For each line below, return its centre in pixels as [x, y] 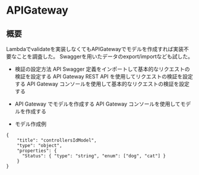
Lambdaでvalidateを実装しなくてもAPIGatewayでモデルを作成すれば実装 [95, 49]
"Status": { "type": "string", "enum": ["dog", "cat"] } [94, 156]
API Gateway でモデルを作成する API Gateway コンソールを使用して [98, 104]
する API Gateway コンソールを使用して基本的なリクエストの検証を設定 [102, 84]
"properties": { [37, 151]
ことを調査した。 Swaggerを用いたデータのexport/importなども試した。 [105, 56]
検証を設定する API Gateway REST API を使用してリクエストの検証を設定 [104, 77]
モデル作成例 [30, 124]
